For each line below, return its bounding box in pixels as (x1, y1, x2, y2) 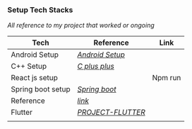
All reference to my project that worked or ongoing (7, 21, 155, 30)
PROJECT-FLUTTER (77, 108, 146, 118)
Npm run (152, 73, 181, 83)
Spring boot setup (11, 84, 71, 94)
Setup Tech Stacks (7, 5, 73, 15)
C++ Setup (11, 62, 47, 72)
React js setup (11, 73, 59, 83)
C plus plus (77, 62, 114, 72)
